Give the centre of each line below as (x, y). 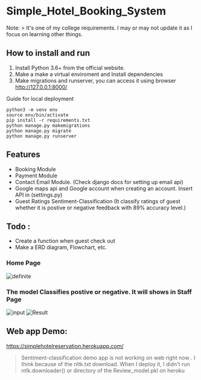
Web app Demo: (37, 331)
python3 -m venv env (32, 110)
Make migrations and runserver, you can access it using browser (95, 80)
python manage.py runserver (42, 136)
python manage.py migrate (39, 131)
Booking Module (35, 169)
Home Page (24, 263)
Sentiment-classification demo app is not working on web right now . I (108, 358)
